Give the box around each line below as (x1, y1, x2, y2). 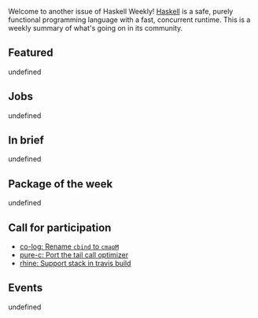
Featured (8, 46, 53, 60)
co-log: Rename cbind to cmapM (19, 242, 120, 251)
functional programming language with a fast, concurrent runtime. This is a (8, 15, 251, 24)
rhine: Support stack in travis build (19, 259, 131, 268)
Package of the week (8, 177, 113, 190)
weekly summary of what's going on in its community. (8, 24, 183, 32)
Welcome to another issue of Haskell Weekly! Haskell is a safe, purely (8, 7, 234, 16)
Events (8, 281, 43, 294)
